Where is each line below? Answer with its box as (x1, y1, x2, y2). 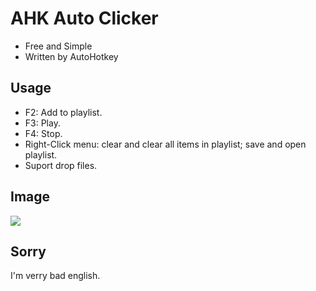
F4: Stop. (24, 127, 63, 139)
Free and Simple (24, 40, 93, 52)
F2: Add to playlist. (24, 106, 103, 118)
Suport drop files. (24, 159, 98, 171)
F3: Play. (24, 117, 61, 129)
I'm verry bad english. (10, 270, 101, 282)
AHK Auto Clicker (10, 7, 159, 30)
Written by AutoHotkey (24, 50, 119, 62)
